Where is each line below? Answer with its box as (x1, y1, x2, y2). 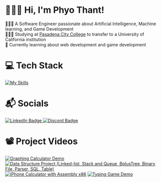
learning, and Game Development (5, 26, 74, 32)
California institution (5, 36, 46, 42)
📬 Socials (5, 98, 49, 109)
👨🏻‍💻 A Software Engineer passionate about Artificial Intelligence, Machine (5, 21, 157, 27)
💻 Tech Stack (5, 60, 63, 71)
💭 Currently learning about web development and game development (5, 41, 146, 47)
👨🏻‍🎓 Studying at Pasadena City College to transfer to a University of (5, 31, 145, 37)
